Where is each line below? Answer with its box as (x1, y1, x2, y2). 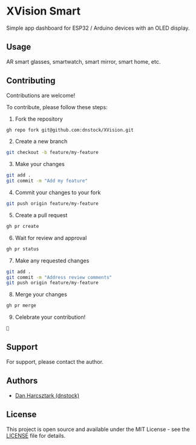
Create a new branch (15, 138, 68, 145)
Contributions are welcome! (6, 92, 76, 99)
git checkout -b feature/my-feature (6, 150, 99, 156)
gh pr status (6, 246, 39, 252)
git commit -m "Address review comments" (6, 274, 113, 280)
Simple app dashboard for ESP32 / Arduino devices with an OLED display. (6, 24, 190, 32)
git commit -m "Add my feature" (6, 178, 88, 184)
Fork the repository (15, 115, 64, 122)
